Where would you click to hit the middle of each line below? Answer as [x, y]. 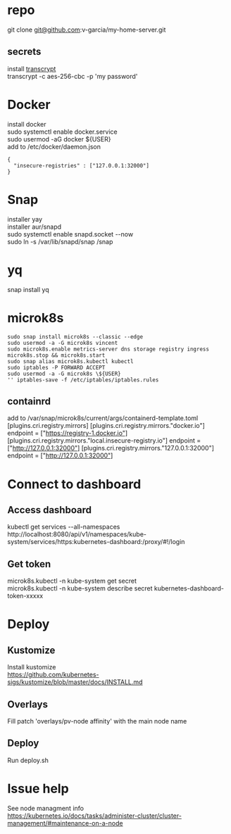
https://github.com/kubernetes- [53, 675]
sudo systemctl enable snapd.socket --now [70, 234]
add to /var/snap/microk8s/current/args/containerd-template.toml [103, 418]
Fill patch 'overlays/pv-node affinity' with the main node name [97, 721]
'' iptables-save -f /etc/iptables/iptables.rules [83, 380]
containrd [29, 401]
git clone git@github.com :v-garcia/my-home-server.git [87, 30]
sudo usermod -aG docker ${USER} [59, 139]
